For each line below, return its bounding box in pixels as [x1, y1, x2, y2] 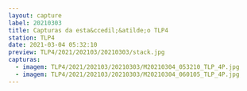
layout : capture [8, 11, 62, 20]
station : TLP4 [8, 33, 56, 42]
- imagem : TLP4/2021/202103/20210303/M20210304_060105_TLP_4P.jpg [15, 70, 240, 78]
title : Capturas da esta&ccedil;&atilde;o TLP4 [8, 26, 169, 34]
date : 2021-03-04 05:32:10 [8, 41, 98, 49]
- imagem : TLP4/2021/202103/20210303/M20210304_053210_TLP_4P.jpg [15, 63, 240, 71]
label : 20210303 [8, 19, 62, 27]
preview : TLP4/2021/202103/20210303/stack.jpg [8, 48, 165, 56]
